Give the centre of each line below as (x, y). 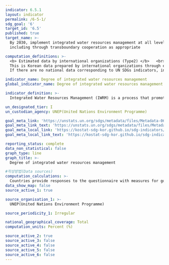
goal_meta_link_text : (28, 125)
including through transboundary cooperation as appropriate (75, 47)
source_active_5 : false (30, 250)
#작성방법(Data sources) (29, 171)
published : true (22, 33)
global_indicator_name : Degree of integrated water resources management (84, 84)
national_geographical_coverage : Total (47, 222)
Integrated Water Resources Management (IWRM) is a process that (80, 98)
